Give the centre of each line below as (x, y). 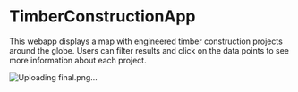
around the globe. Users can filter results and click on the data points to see (149, 50)
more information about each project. (78, 60)
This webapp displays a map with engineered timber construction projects (146, 41)
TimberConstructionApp (102, 17)
